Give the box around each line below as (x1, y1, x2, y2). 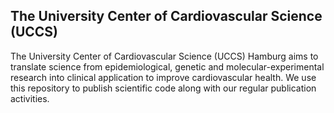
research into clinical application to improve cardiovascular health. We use (10, 71, 317, 83)
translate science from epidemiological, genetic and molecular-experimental (10, 60, 325, 73)
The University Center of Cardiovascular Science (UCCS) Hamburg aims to (10, 50, 319, 62)
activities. (10, 92, 50, 104)
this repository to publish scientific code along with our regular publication (10, 82, 317, 94)
